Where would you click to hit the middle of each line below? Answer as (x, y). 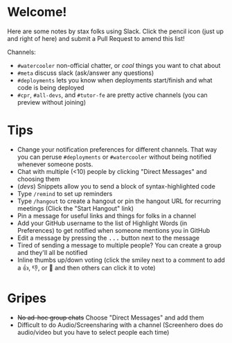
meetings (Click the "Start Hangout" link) (75, 208)
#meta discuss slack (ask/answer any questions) (86, 73)
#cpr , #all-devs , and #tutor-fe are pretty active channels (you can (112, 95)
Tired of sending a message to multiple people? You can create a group (119, 245)
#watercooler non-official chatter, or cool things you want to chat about (119, 65)
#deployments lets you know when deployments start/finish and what (115, 80)
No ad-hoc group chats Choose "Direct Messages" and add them (110, 317)
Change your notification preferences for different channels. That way (117, 149)
